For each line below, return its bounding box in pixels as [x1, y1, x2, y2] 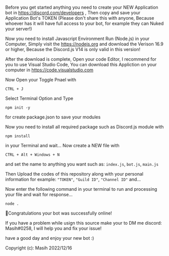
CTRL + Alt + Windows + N [5, 152, 60, 157]
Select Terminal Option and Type [5, 96, 74, 101]
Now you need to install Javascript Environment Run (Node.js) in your [5, 35, 150, 41]
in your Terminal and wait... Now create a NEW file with [5, 143, 120, 148]
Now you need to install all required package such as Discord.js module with [5, 124, 164, 130]
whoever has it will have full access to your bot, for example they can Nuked [5, 20, 164, 26]
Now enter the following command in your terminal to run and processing [5, 186, 157, 192]
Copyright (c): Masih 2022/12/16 [5, 245, 72, 251]
